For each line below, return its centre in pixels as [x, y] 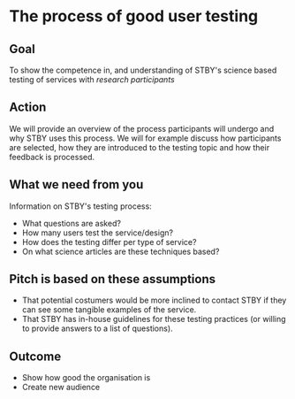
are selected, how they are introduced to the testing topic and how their [140, 147]
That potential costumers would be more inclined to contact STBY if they [154, 300]
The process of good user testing [134, 16]
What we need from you [76, 184]
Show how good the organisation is [86, 378]
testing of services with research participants [92, 80]
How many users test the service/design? [98, 233]
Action [28, 107]
